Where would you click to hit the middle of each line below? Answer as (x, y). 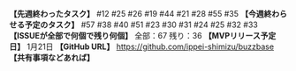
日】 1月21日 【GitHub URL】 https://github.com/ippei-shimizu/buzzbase (142, 46)
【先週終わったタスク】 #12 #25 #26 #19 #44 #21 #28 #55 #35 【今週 (137, 14)
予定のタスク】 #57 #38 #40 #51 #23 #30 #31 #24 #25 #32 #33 (141, 25)
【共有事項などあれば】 (52, 57)
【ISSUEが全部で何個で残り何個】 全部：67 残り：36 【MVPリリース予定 (143, 35)
